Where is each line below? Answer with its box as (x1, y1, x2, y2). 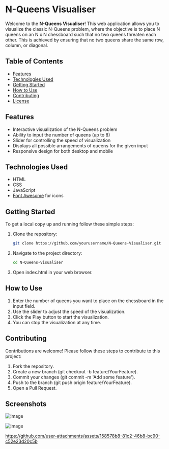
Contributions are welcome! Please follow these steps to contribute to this (5, 348, 160, 354)
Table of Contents (5, 57, 64, 66)
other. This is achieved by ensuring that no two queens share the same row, (5, 37, 164, 43)
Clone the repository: (12, 231, 58, 237)
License (12, 98, 30, 104)
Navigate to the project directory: (12, 250, 82, 256)
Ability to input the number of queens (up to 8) (12, 131, 110, 138)
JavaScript (12, 187, 36, 193)
